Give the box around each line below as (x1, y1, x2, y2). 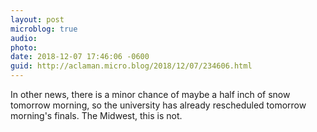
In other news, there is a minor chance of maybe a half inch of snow (10, 89, 291, 100)
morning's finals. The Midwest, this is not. (10, 110, 183, 121)
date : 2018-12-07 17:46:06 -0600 (10, 52, 150, 62)
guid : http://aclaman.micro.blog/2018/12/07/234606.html (10, 61, 253, 71)
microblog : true (10, 24, 78, 34)
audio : (10, 33, 38, 43)
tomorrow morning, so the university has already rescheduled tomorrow (10, 99, 307, 111)
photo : (10, 42, 38, 53)
